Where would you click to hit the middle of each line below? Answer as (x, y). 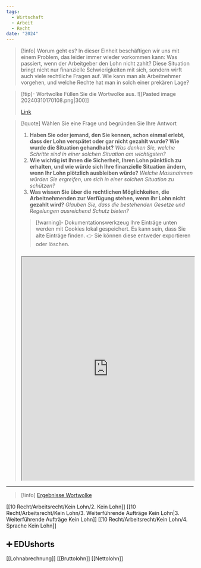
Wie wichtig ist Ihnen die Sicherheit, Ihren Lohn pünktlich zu (105, 160)
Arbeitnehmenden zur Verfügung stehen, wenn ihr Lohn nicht (107, 198)
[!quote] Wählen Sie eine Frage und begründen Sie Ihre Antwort (99, 123)
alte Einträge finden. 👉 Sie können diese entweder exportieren (113, 235)
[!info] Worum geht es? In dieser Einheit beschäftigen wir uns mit (100, 51)
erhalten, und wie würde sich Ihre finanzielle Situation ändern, (108, 167)
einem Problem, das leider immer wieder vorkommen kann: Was (99, 57)
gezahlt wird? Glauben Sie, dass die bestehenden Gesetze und (107, 205)
